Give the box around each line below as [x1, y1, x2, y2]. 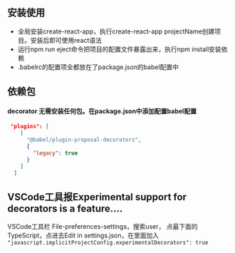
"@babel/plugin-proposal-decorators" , [26, 136, 142, 144]
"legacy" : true [33, 149, 78, 157]
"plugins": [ [10, 123, 50, 130]
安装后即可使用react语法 [30, 36, 102, 44]
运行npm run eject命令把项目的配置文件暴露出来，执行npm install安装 [17, 45, 222, 53]
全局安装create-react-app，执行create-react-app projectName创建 [17, 27, 215, 36]
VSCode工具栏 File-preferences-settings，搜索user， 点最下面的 [7, 222, 198, 231]
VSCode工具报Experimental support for [7, 191, 187, 203]
